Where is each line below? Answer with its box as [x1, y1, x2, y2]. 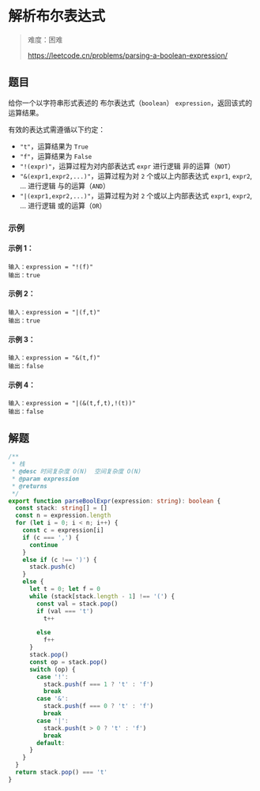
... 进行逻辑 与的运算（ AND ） [19, 181, 111, 190]
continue [28, 541, 58, 549]
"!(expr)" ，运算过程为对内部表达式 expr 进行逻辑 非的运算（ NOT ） [19, 161, 236, 171]
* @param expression [11, 475, 80, 483]
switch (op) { [28, 665, 77, 673]
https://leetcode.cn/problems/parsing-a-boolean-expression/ [27, 51, 228, 60]
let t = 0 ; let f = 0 [28, 586, 101, 593]
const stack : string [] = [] [15, 504, 108, 512]
